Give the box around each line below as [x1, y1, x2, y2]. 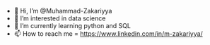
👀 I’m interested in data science [13, 14, 106, 22]
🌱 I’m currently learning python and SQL [13, 22, 131, 30]
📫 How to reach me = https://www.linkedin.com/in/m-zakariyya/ [13, 30, 203, 38]
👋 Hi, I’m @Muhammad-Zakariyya [13, 7, 112, 15]
